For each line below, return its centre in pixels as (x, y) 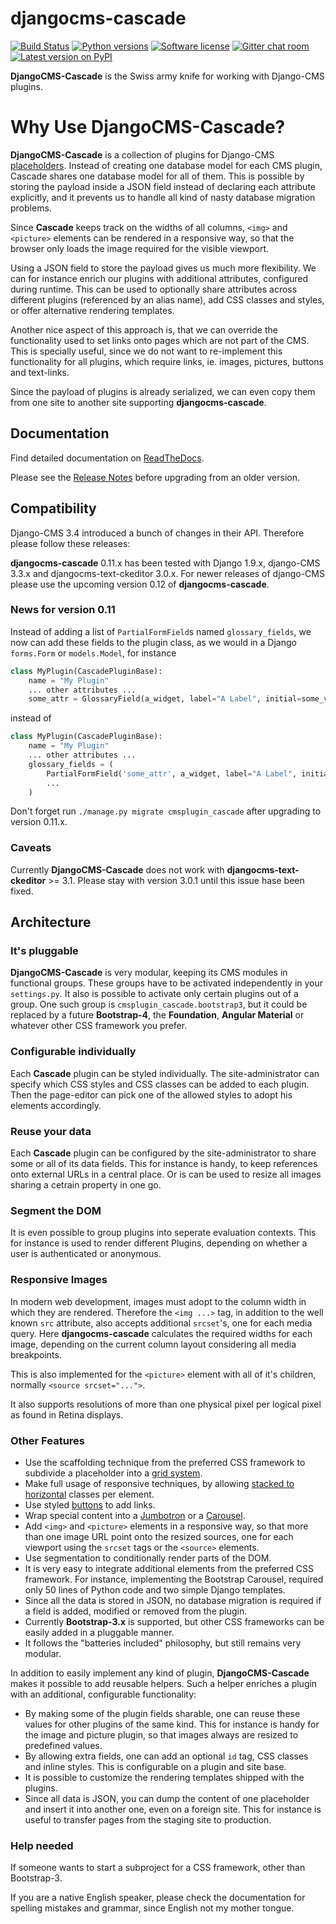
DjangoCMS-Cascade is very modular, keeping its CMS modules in (149, 973)
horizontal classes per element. (89, 1494)
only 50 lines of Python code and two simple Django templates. (155, 1589)
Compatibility (53, 508)
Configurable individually (73, 1052)
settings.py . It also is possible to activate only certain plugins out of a (154, 994)
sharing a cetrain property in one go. (86, 1185)
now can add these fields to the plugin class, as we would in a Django (153, 642)
